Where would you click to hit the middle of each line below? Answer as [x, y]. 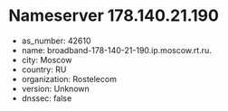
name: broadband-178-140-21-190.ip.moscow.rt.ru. [116, 50]
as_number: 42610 [56, 41]
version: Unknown [55, 88]
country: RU [44, 69]
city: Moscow [47, 60]
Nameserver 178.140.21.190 [114, 16]
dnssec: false [47, 98]
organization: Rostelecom [69, 79]
